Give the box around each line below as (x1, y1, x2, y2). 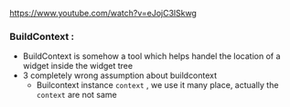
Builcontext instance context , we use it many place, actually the (36, 80, 279, 91)
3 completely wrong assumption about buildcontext (22, 70, 218, 81)
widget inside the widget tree (22, 61, 134, 72)
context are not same (36, 90, 117, 101)
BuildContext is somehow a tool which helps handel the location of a (22, 51, 281, 62)
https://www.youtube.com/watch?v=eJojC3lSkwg (9, 8, 197, 18)
